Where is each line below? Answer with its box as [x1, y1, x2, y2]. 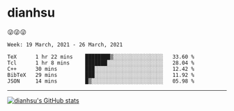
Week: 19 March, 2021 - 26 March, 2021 [7, 41, 123, 48]
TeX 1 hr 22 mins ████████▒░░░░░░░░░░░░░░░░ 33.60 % [7, 53, 195, 60]
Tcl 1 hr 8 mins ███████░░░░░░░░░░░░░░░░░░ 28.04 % [7, 59, 195, 67]
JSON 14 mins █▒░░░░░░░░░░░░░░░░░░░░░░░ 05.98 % [7, 78, 195, 85]
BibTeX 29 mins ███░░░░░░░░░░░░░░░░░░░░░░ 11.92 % [7, 71, 195, 78]
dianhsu [7, 5, 56, 21]
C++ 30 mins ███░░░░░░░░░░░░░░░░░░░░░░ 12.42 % [7, 65, 195, 72]
